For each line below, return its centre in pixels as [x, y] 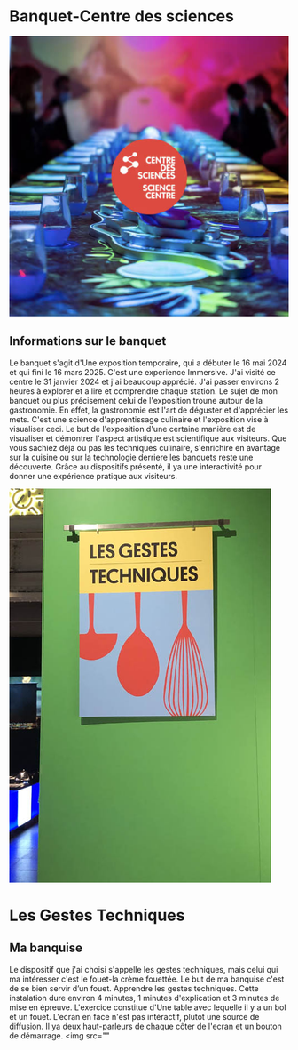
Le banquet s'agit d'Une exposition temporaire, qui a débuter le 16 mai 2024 [148, 363]
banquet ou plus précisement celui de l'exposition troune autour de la [136, 400]
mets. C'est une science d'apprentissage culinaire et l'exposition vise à [139, 419]
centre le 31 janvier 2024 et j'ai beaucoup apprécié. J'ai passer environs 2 [145, 381]
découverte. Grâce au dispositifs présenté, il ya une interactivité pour [136, 466]
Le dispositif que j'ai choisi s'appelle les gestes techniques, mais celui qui [144, 969]
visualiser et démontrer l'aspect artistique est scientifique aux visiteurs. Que [148, 438]
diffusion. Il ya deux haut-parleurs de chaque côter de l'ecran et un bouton [145, 1026]
